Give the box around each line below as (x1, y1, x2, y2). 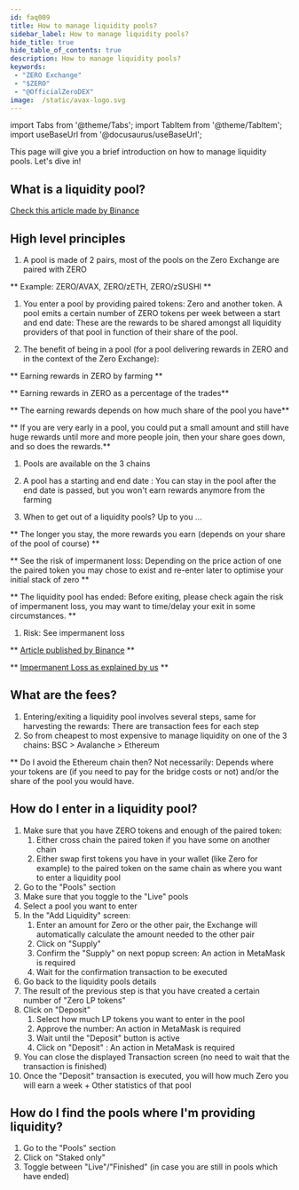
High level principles (10, 231, 126, 246)
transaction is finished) (22, 1060, 107, 1071)
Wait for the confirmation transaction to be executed (35, 966, 228, 977)
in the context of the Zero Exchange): (22, 353, 160, 364)
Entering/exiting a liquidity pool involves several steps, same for (22, 711, 256, 722)
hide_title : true (10, 37, 75, 47)
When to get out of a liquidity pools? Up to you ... (22, 512, 202, 522)
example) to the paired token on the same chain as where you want (35, 862, 282, 873)
